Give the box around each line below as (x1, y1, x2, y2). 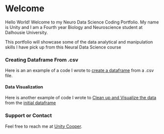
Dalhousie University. (5, 29, 48, 35)
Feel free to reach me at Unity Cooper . (5, 123, 82, 129)
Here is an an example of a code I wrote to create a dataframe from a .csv (5, 67, 154, 73)
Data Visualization (5, 84, 43, 89)
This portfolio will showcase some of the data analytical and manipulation (5, 39, 153, 45)
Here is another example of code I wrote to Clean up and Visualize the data (5, 95, 157, 101)
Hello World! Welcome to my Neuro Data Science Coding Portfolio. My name (5, 19, 159, 25)
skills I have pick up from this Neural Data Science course (5, 44, 121, 50)
